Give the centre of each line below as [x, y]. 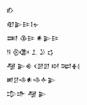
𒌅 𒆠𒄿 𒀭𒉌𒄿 [33, 38]
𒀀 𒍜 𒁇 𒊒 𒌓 [30, 52]
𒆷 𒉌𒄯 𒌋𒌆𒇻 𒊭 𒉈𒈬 [43, 66]
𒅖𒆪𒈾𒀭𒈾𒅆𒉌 [31, 80]
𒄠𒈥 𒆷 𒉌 [26, 94]
